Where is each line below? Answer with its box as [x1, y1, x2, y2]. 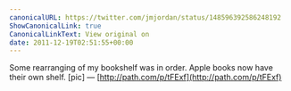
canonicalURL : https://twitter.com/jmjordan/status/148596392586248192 [9, 12, 281, 22]
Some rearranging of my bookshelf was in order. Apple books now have [9, 62, 274, 73]
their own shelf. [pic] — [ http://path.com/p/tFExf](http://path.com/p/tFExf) [9, 72, 282, 83]
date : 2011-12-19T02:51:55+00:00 [9, 37, 134, 47]
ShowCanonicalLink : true [9, 21, 102, 30]
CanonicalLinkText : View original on [9, 29, 150, 38]
